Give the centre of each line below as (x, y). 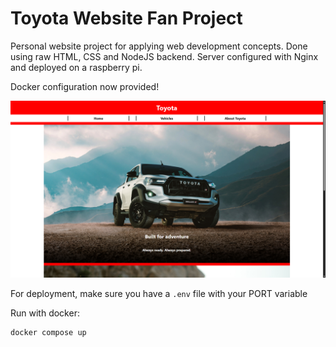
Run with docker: (45, 313)
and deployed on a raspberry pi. (76, 67)
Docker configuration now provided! (85, 86)
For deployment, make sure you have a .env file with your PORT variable (159, 294)
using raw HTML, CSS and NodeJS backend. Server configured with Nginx (164, 56)
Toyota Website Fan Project (126, 18)
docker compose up (48, 333)
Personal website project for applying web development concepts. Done (159, 46)
